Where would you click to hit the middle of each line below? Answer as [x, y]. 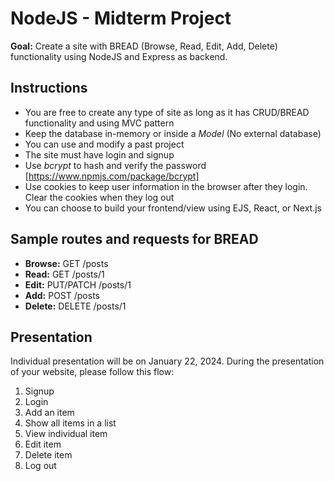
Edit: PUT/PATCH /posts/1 [78, 284]
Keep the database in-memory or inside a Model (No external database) [173, 133]
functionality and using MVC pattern [99, 123]
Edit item [43, 444]
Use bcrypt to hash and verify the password [115, 165]
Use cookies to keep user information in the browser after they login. [166, 186]
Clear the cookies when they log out [99, 197]
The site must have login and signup [99, 154]
